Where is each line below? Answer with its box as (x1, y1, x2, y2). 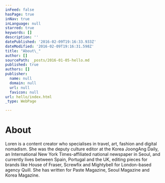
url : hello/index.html (5, 94, 52, 99)
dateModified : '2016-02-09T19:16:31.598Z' (5, 44, 94, 49)
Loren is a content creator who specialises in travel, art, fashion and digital (5, 141, 157, 147)
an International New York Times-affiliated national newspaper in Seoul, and (5, 151, 161, 157)
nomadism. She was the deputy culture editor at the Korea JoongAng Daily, (5, 146, 159, 152)
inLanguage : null (5, 21, 41, 26)
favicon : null (9, 90, 39, 95)
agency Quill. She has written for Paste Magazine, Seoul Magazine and (5, 167, 150, 173)
